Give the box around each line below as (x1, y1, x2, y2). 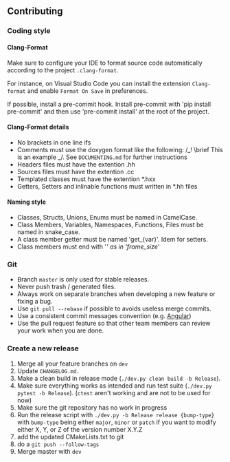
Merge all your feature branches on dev (16, 359, 128, 368)
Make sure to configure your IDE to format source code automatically (7, 59, 203, 67)
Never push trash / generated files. (16, 282, 116, 291)
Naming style (7, 198, 47, 206)
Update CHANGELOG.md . (16, 366, 79, 375)
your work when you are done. (16, 326, 104, 335)
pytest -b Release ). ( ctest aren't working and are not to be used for (16, 388, 211, 397)
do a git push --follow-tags (16, 440, 100, 448)
